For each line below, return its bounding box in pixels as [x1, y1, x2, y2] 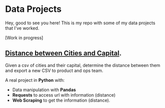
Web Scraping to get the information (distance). [12, 97, 110, 103]
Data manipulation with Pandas [12, 87, 76, 93]
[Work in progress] [5, 35, 43, 41]
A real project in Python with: [5, 77, 65, 83]
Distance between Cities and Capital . [5, 49, 122, 57]
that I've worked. [5, 25, 40, 31]
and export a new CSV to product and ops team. [5, 67, 104, 73]
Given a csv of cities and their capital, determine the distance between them [5, 62, 161, 68]
